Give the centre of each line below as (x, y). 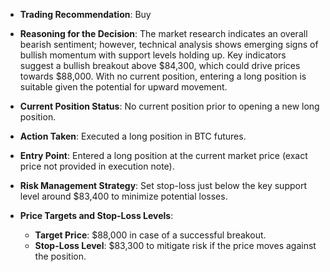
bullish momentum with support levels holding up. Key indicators (153, 55)
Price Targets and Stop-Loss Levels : (96, 215)
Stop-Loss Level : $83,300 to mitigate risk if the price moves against (175, 245)
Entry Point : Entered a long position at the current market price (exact (163, 155)
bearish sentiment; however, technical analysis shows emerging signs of (169, 44)
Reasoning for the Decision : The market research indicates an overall (163, 33)
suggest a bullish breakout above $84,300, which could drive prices (160, 65)
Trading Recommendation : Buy (85, 14)
